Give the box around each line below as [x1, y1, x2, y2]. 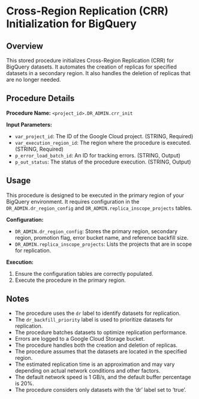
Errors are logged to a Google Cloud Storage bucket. [14, 335, 145, 343]
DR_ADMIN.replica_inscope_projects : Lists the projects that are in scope [14, 240, 192, 248]
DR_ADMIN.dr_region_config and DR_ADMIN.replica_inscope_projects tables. [6, 204, 192, 212]
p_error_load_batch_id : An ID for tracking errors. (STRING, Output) [14, 151, 181, 159]
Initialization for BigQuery [6, 17, 137, 31]
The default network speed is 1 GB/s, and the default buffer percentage [14, 374, 191, 381]
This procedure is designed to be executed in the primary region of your [6, 191, 185, 199]
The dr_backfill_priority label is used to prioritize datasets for [14, 316, 173, 323]
